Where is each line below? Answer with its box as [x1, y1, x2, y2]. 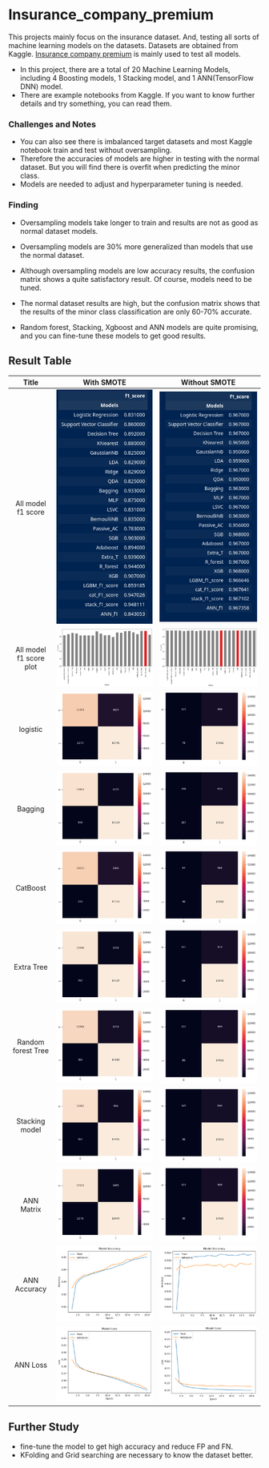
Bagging [17, 803, 45, 814]
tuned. [19, 283, 42, 292]
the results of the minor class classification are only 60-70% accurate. [19, 307, 252, 316]
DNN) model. [19, 82, 63, 91]
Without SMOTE [181, 377, 236, 387]
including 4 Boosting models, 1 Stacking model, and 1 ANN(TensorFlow [19, 73, 254, 82]
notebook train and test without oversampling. [19, 146, 172, 155]
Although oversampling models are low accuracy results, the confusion [19, 266, 255, 276]
